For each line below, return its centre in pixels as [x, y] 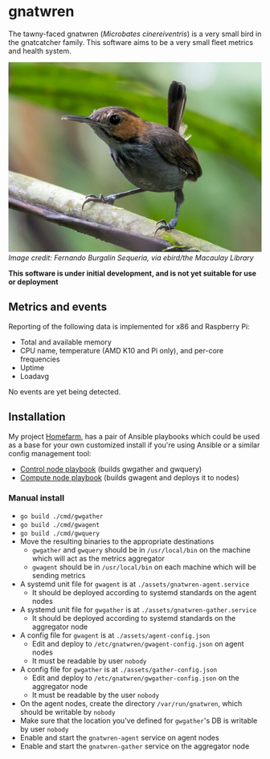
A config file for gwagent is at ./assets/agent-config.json [115, 635]
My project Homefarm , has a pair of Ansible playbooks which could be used [134, 436]
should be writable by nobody [67, 712]
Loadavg [35, 376]
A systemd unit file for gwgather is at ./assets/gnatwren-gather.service [138, 610]
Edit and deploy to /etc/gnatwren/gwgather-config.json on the [135, 678]
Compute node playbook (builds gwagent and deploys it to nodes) [129, 477]
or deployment [33, 282]
